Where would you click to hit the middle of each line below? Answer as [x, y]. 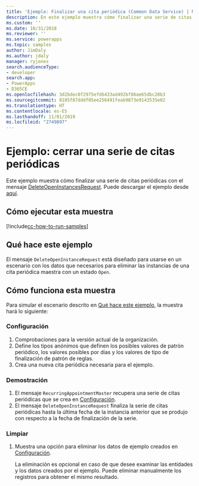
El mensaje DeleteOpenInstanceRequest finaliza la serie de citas [91, 406]
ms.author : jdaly [28, 56]
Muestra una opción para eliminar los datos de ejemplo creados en [96, 447]
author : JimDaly [26, 51]
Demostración [27, 380]
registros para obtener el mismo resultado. [67, 477]
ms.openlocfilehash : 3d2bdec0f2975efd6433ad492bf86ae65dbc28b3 [86, 94]
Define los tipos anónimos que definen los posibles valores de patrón [99, 346]
